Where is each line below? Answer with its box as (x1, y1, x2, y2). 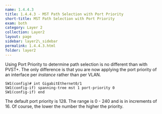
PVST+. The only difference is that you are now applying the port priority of (5, 66, 157, 72)
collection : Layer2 (5, 30, 45, 35)
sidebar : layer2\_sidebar (5, 39, 58, 44)
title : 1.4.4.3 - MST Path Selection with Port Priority (5, 12, 124, 17)
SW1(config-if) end (5, 90, 45, 95)
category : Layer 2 (5, 25, 43, 30)
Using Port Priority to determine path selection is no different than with (5, 61, 148, 67)
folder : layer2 (5, 48, 36, 53)
